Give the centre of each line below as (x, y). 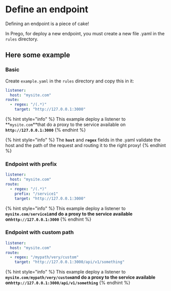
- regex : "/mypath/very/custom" (45, 257)
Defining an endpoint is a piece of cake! (47, 24)
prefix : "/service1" (36, 194)
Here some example (38, 55)
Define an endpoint (47, 9)
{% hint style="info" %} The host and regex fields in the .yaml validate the (83, 140)
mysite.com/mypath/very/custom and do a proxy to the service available (80, 277)
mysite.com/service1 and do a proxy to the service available (69, 214)
